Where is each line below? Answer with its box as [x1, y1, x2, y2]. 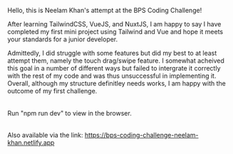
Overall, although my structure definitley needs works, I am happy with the [7, 79, 227, 88]
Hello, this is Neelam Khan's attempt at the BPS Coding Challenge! [7, 6, 202, 14]
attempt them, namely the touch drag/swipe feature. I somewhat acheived [7, 56, 224, 65]
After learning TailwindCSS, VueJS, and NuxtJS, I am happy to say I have [7, 20, 222, 28]
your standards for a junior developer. [7, 35, 118, 43]
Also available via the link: [7, 131, 83, 140]
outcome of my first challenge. [7, 87, 98, 95]
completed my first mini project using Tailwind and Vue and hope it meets [7, 28, 223, 36]
